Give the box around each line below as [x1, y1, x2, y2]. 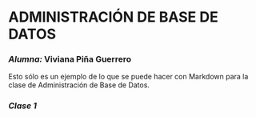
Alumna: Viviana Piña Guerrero [8, 54, 132, 65]
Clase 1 [8, 100, 38, 111]
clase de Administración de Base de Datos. [8, 80, 150, 90]
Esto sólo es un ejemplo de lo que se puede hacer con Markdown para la [8, 72, 249, 82]
